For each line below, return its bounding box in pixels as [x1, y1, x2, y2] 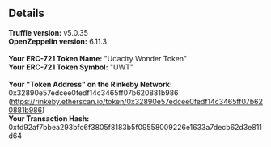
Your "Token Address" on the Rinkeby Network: [8, 79, 172, 89]
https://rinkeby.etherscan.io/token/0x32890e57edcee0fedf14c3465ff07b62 [11, 96, 264, 106]
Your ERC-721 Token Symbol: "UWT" [8, 62, 134, 72]
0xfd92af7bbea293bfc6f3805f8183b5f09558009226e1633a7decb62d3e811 [8, 122, 263, 132]
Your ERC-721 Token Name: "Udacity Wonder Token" [8, 53, 188, 63]
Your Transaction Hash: [8, 113, 90, 124]
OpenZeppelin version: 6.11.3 [8, 36, 108, 46]
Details [8, 6, 44, 20]
